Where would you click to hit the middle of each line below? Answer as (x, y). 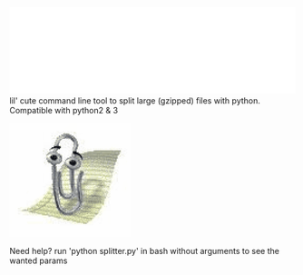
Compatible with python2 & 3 (64, 110)
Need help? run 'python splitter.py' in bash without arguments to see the (144, 250)
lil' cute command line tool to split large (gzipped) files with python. (135, 100)
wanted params (39, 260)
